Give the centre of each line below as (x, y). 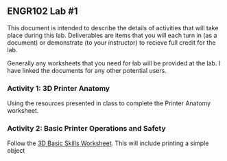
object (16, 151)
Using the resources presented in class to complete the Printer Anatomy (109, 103)
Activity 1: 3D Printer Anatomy (59, 88)
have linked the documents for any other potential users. (87, 70)
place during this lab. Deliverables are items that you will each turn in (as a (112, 35)
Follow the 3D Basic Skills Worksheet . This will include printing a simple (108, 143)
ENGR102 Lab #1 (43, 11)
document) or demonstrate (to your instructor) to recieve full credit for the (111, 42)
